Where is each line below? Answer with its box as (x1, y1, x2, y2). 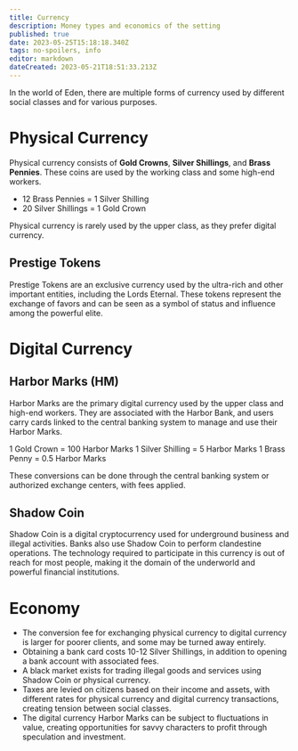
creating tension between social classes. (21, 703, 172, 714)
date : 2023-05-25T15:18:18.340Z (9, 37, 129, 47)
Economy (9, 598, 81, 618)
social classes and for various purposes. (9, 96, 157, 107)
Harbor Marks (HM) (9, 374, 120, 389)
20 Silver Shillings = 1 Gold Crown (21, 202, 147, 214)
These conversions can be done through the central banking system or (9, 469, 270, 481)
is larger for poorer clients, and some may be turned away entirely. (21, 637, 267, 648)
